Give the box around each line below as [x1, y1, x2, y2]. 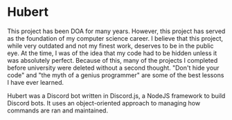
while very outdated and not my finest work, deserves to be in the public [7, 41, 214, 50]
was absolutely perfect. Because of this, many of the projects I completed [7, 56, 218, 64]
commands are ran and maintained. [7, 106, 109, 114]
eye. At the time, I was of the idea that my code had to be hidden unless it [7, 49, 217, 57]
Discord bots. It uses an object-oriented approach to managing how [7, 99, 201, 107]
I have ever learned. [7, 78, 64, 86]
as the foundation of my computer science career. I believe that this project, [7, 34, 224, 42]
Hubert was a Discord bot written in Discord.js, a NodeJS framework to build [7, 91, 226, 100]
